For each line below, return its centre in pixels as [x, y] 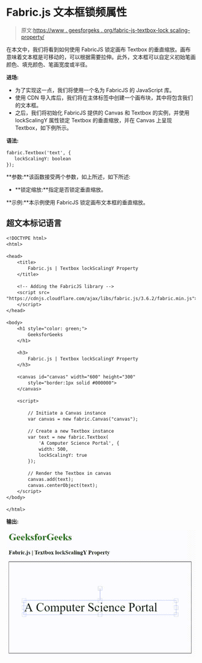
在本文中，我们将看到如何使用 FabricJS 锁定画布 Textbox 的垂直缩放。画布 [99, 49]
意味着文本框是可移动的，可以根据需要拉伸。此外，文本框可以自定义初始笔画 [101, 57]
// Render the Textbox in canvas [70, 473]
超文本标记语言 [34, 223]
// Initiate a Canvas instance [67, 413]
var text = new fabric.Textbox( [69, 437]
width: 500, [53, 449]
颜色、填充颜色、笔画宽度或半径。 [48, 64]
